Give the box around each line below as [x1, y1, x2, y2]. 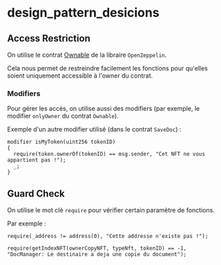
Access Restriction [7, 33, 91, 44]
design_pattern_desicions [7, 5, 160, 21]
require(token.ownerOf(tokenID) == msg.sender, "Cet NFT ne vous [13, 151, 206, 158]
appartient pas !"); [7, 157, 67, 164]
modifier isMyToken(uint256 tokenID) [7, 138, 116, 146]
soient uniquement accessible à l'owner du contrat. [7, 71, 153, 80]
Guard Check [7, 188, 65, 199]
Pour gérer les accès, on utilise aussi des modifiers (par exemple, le [7, 104, 200, 113]
